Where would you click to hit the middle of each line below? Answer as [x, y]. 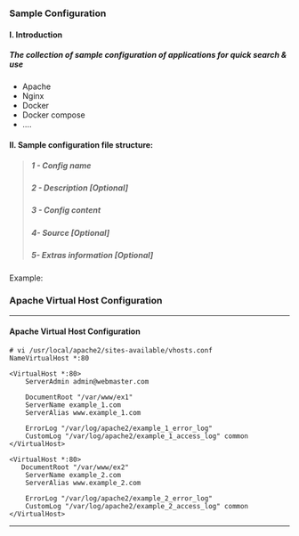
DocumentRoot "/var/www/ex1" [79, 398]
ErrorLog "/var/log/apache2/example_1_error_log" [119, 429]
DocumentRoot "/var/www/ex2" [75, 467]
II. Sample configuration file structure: [81, 145]
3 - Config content [66, 210]
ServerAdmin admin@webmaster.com [87, 382]
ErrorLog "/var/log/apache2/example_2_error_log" [119, 499]
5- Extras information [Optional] [92, 256]
